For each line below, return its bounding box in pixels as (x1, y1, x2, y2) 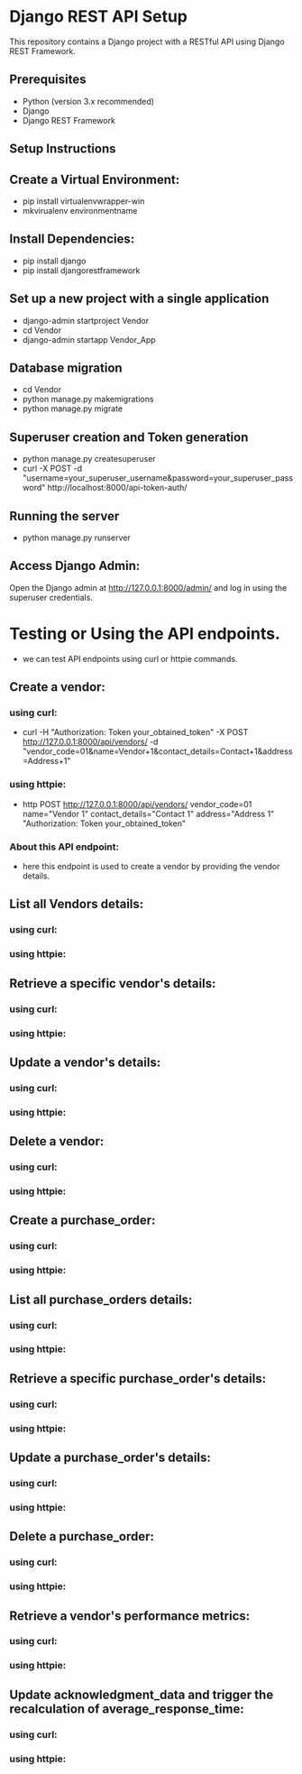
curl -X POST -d (22, 463, 83, 474)
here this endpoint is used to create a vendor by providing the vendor (22, 861, 280, 872)
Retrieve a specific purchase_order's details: (9, 1371, 267, 1386)
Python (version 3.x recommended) (22, 96, 155, 106)
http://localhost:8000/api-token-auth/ (47, 483, 188, 493)
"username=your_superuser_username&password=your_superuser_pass (22, 473, 294, 483)
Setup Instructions (9, 142, 116, 157)
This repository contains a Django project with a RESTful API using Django (9, 36, 286, 47)
